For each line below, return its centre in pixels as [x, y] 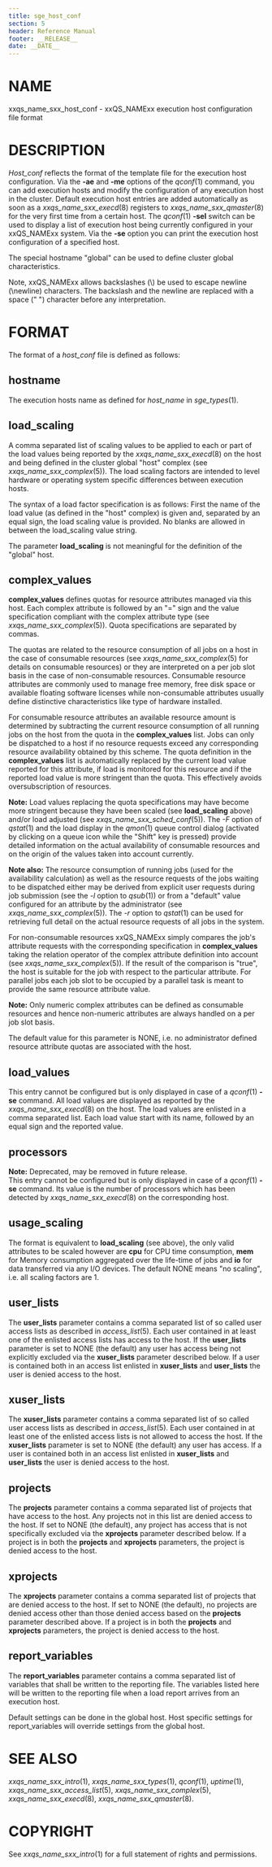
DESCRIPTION [57, 150]
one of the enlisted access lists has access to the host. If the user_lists [127, 1339]
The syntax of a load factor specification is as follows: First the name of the [134, 504]
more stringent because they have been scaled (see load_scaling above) [131, 811]
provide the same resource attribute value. [80, 990]
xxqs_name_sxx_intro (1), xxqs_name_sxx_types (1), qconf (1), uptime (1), [126, 1781]
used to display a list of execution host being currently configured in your [131, 225]
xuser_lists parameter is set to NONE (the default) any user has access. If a [135, 1445]
